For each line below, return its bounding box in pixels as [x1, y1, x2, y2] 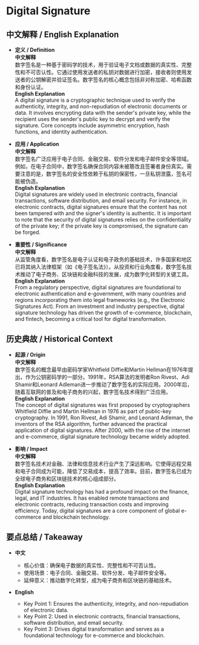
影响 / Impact [14, 445, 48, 452]
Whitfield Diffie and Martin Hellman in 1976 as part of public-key [14, 407, 172, 415]
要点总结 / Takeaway [6, 532, 83, 543]
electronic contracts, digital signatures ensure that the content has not [14, 204, 187, 210]
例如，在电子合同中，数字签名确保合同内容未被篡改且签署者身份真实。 [14, 163, 187, 170]
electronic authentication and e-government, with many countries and [14, 290, 186, 297]
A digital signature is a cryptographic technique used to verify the [14, 96, 176, 104]
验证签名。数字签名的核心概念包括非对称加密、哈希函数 [56, 76, 192, 83]
